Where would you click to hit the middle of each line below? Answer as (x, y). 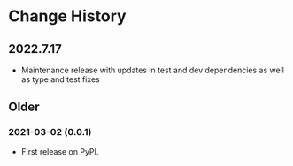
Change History (67, 16)
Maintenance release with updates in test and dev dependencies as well (153, 70)
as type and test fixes (60, 79)
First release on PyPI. (60, 151)
